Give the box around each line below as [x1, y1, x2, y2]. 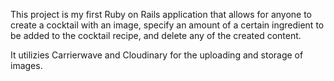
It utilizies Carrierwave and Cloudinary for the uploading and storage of [10, 49, 304, 61]
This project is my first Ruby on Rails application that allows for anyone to [10, 9, 313, 20]
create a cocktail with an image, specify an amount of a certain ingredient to [10, 19, 325, 31]
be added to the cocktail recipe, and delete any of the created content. [10, 30, 302, 41]
